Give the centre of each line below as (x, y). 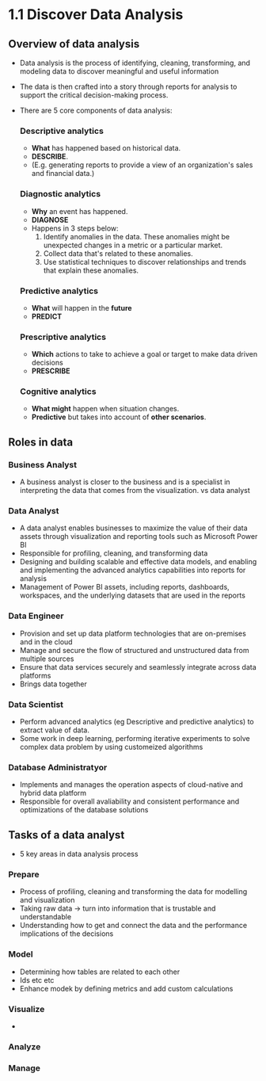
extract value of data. (54, 730)
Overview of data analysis (74, 44)
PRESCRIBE (51, 371)
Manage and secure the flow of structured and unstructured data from (134, 650)
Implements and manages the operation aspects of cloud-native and (131, 785)
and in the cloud (46, 642)
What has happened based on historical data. (106, 148)
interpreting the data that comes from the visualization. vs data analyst (135, 491)
